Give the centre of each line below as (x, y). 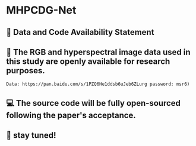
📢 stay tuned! (31, 136)
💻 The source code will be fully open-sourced (94, 103)
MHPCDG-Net (41, 10)
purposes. (26, 71)
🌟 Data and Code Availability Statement (80, 32)
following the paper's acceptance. (71, 115)
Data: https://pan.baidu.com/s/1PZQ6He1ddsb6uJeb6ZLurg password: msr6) (98, 84)
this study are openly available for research (88, 61)
